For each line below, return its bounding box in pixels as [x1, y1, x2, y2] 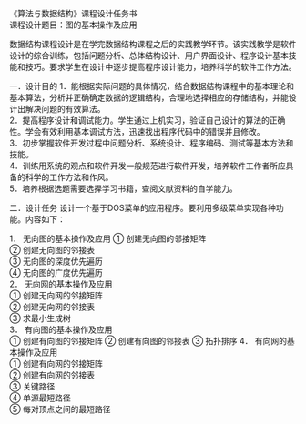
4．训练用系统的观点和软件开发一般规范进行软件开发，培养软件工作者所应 [9, 160, 287, 171]
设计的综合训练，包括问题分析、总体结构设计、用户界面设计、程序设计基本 [9, 50, 289, 61]
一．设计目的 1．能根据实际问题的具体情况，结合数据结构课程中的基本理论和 [9, 81, 294, 91]
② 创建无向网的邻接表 [9, 301, 96, 312]
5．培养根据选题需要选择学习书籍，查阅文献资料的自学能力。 [9, 183, 239, 194]
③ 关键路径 [9, 381, 56, 391]
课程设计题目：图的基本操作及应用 [9, 19, 138, 30]
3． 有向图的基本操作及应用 [9, 324, 113, 335]
